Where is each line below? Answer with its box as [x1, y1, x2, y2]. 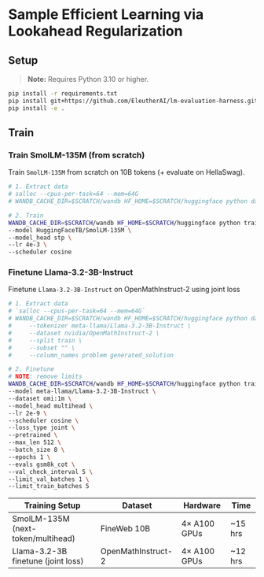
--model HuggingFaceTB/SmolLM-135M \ [8, 226, 132, 234]
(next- [12, 523, 37, 534]
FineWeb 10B [100, 523, 151, 534]
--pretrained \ [8, 431, 58, 439]
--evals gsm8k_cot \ [8, 460, 76, 468]
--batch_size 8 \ [8, 446, 65, 454]
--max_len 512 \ [8, 438, 61, 446]
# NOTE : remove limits [8, 372, 82, 381]
